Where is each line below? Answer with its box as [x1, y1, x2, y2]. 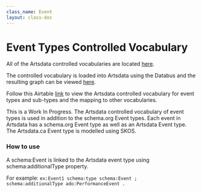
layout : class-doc [6, 14, 52, 21]
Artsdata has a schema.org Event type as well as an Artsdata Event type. [6, 121, 187, 128]
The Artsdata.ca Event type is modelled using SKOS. [6, 127, 137, 134]
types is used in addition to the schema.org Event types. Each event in [6, 115, 181, 122]
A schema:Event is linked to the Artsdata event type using [6, 156, 150, 163]
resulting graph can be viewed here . [6, 78, 96, 86]
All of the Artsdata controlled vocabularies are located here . [6, 60, 155, 68]
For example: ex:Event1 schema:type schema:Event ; [6, 174, 137, 182]
